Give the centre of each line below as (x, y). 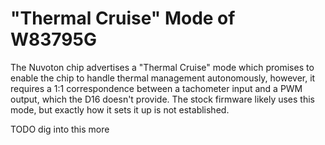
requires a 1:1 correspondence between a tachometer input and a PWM (156, 88)
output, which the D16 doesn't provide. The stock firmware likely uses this (162, 99)
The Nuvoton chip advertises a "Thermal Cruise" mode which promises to (162, 67)
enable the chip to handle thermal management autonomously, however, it (163, 78)
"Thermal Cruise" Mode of (123, 18)
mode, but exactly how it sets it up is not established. (120, 109)
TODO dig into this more (60, 129)
